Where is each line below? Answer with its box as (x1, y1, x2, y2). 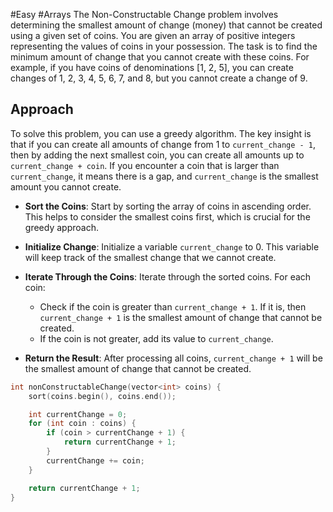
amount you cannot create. (10, 180, 122, 193)
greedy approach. (24, 221, 99, 233)
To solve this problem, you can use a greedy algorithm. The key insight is (10, 127, 312, 139)
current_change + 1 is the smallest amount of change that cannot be (39, 311, 323, 323)
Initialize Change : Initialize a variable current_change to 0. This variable (24, 240, 320, 253)
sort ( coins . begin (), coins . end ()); (28, 391, 177, 401)
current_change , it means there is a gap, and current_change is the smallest (10, 170, 319, 182)
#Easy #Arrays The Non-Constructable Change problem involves (10, 9, 279, 20)
